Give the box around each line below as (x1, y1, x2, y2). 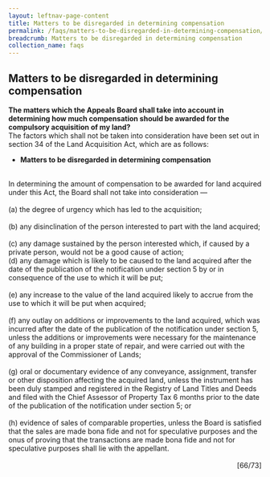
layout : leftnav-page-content (8, 11, 110, 20)
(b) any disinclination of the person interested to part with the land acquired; (8, 222, 261, 231)
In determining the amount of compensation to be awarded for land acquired (8, 178, 262, 189)
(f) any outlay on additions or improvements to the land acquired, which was (8, 315, 261, 325)
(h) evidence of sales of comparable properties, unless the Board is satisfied (8, 418, 262, 427)
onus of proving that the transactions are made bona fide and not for (8, 434, 235, 444)
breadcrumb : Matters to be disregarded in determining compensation (8, 34, 243, 43)
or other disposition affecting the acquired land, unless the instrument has (8, 375, 253, 385)
